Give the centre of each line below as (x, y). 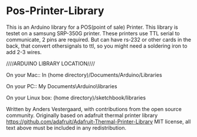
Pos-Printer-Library (55, 11)
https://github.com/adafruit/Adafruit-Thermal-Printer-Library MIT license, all (98, 121)
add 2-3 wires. (24, 52)
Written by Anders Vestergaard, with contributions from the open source (94, 109)
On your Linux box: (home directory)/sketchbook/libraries (76, 98)
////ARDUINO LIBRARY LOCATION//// (51, 64)
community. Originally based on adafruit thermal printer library (82, 115)
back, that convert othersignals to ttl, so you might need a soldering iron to (97, 46)
